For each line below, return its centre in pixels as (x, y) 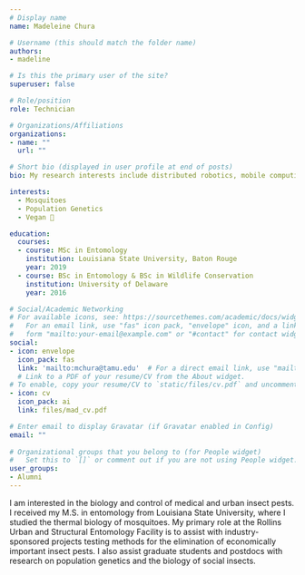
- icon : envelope (42, 351)
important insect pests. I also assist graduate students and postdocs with (146, 551)
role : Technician (42, 109)
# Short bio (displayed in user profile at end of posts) (121, 167)
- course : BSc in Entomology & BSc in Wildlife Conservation (136, 276)
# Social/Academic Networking (67, 309)
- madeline (30, 60)
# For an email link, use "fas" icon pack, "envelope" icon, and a (144, 326)
